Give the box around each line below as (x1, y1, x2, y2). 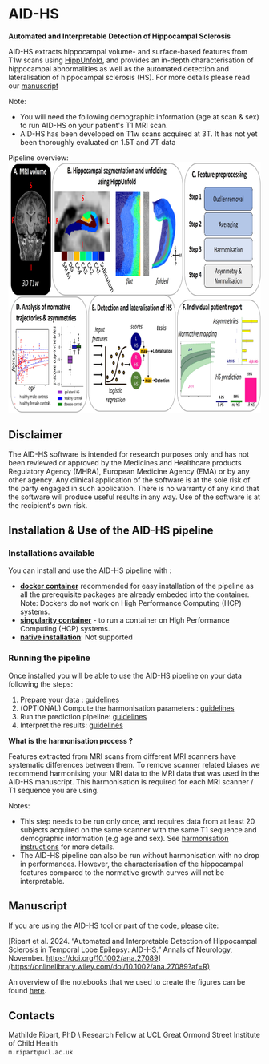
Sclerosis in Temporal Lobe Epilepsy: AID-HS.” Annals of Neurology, (8, 945, 233, 954)
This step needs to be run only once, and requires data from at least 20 (19, 816, 255, 826)
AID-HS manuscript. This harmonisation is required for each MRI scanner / (8, 776, 254, 786)
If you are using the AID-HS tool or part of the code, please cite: (8, 921, 219, 930)
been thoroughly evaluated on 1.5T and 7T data (19, 137, 176, 147)
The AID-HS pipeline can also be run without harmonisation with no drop (19, 850, 260, 860)
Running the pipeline (8, 652, 90, 663)
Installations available (8, 548, 95, 559)
